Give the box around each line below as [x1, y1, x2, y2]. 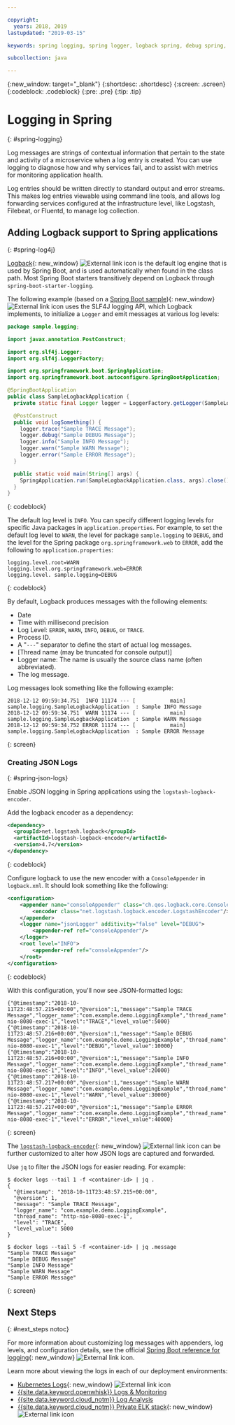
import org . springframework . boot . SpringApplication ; [7, 368, 164, 375]
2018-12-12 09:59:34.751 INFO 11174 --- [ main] [7, 697, 187, 705]
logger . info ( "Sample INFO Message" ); [20, 438, 130, 445]
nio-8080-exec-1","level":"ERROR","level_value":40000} [7, 1116, 173, 1123]
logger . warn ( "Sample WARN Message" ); [20, 445, 130, 452]
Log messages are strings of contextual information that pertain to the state [7, 148, 225, 157]
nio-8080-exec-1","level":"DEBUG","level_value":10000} [7, 1043, 173, 1050]
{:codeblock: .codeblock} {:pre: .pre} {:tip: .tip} [7, 87, 142, 96]
